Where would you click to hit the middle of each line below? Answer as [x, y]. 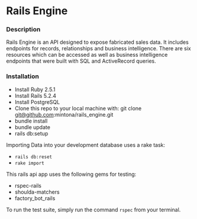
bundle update [32, 127]
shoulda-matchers [37, 192]
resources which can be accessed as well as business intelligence [87, 55]
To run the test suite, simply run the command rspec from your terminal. [93, 210]
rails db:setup [31, 133]
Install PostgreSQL [37, 102]
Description [23, 30]
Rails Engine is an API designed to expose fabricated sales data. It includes [98, 42]
